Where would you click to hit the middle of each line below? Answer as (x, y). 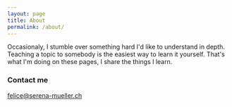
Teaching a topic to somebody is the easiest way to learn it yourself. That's (116, 54)
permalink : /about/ (36, 27)
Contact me (28, 80)
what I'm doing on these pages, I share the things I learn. (90, 62)
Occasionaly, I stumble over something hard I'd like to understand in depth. (116, 47)
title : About (26, 20)
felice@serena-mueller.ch (45, 95)
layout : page (26, 14)
